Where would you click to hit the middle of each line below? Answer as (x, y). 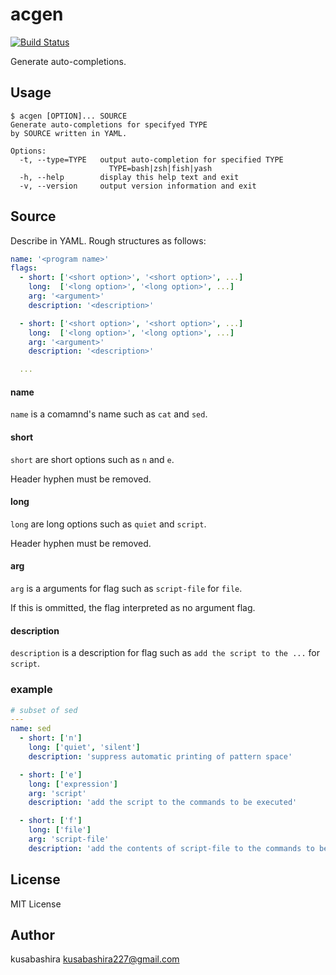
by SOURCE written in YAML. (69, 133)
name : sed (31, 729)
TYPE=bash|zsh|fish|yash (160, 168)
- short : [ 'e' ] (51, 774)
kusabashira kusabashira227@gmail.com (95, 959)
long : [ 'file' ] (60, 830)
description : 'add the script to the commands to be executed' (163, 803)
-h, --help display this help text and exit (129, 177)
